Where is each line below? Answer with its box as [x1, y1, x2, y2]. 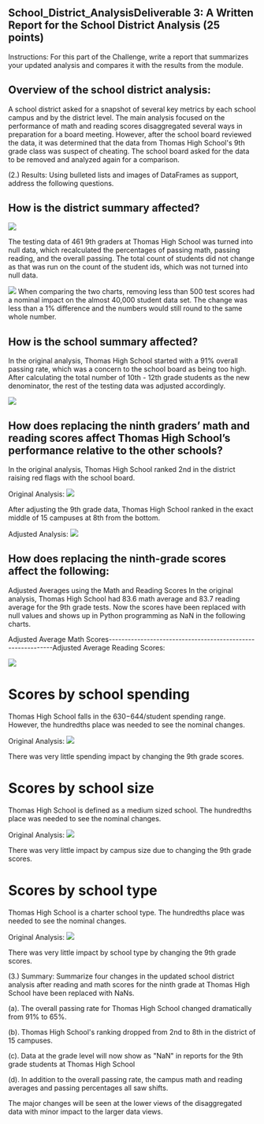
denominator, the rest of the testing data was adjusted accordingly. [8, 381, 226, 390]
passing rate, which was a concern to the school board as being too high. [8, 364, 247, 374]
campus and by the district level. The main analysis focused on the [8, 112, 225, 122]
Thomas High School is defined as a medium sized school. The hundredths [8, 805, 252, 815]
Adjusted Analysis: [8, 530, 69, 539]
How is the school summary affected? [8, 335, 199, 349]
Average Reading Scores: [83, 643, 165, 652]
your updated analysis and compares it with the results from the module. [8, 60, 244, 70]
